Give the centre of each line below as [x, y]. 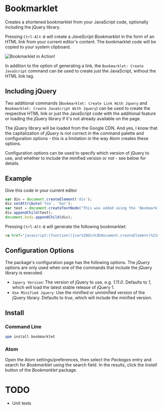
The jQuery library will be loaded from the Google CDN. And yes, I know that [81, 128]
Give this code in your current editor [41, 190]
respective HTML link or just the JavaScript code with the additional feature [81, 113]
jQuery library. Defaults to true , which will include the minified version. [82, 298]
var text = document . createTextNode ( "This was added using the [70, 208]
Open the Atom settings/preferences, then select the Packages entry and [78, 360]
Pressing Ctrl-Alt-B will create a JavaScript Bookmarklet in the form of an [80, 36]
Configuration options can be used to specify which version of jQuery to [77, 153]
